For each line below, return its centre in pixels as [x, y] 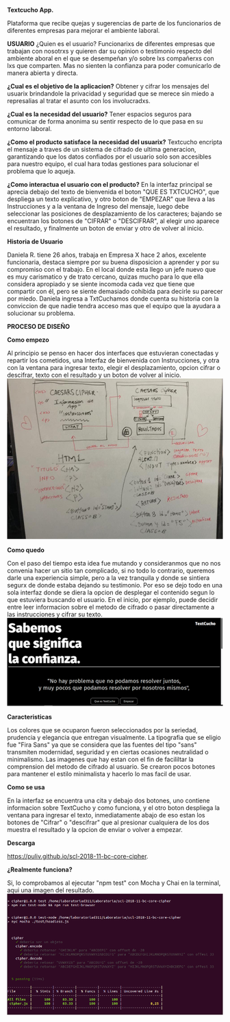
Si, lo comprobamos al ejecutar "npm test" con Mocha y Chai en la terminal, [114, 883]
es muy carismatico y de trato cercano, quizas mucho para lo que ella [105, 277]
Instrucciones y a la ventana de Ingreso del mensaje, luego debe [98, 206]
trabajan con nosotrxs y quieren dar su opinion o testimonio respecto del [110, 51]
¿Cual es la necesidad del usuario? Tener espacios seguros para [99, 114]
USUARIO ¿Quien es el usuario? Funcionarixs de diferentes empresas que [111, 44]
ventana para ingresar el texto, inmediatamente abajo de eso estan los [106, 815]
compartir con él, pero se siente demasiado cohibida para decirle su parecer [115, 291]
